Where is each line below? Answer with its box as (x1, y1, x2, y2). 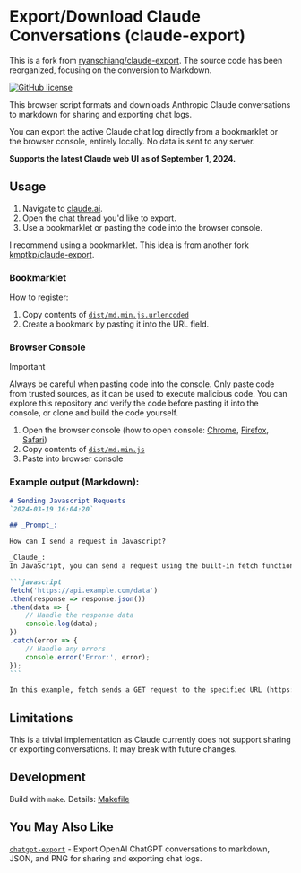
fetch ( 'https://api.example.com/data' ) (9, 586, 159, 595)
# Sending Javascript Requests (9, 496, 126, 505)
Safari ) (21, 434, 47, 445)
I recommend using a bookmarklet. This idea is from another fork (9, 240, 249, 250)
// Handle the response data (25, 611, 134, 620)
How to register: (9, 292, 69, 302)
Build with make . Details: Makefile (9, 793, 130, 804)
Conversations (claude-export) (9, 25, 246, 46)
